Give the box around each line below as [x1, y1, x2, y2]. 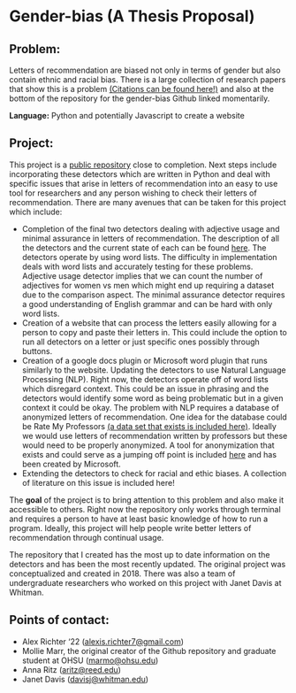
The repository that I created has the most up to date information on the [9, 549, 270, 559]
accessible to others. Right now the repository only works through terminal [9, 504, 281, 514]
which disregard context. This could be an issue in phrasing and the [21, 383, 269, 394]
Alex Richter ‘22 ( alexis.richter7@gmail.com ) [21, 635, 184, 647]
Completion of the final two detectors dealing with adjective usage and [21, 223, 280, 234]
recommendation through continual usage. [9, 532, 164, 543]
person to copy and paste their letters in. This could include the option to [21, 327, 287, 337]
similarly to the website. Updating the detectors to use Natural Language [21, 365, 286, 375]
